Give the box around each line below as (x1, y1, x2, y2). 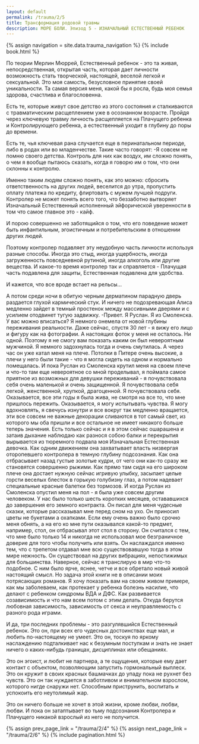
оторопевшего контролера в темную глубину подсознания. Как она (6, 451, 179, 458)
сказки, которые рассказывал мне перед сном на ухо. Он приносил (6, 508, 179, 515)
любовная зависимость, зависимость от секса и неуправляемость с (6, 603, 181, 610)
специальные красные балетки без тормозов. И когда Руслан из (6, 482, 171, 489)
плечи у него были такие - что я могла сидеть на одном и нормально (6, 356, 183, 363)
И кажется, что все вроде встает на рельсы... (6, 281, 122, 288)
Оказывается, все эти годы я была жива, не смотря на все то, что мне (6, 394, 186, 401)
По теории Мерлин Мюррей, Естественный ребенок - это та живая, (6, 60, 179, 67)
